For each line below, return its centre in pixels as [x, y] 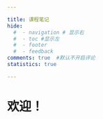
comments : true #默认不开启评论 [51, 58]
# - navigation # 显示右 [49, 32]
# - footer [31, 45]
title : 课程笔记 [28, 19]
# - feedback [33, 52]
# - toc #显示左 [36, 39]
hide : [15, 26]
